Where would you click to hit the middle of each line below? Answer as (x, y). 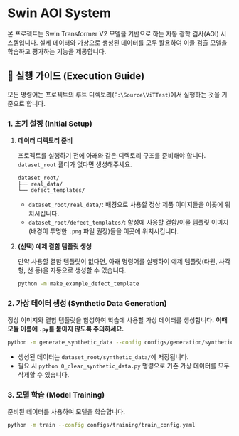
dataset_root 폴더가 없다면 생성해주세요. (75, 164)
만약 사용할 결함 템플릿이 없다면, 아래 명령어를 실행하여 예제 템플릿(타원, (117, 262)
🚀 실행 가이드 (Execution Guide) (76, 76)
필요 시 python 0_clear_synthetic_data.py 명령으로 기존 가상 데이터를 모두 (123, 366)
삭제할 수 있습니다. (43, 375)
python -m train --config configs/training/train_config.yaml (101, 425)
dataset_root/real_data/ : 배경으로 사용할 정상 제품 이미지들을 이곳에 (126, 205)
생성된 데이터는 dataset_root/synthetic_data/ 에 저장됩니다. (103, 357)
